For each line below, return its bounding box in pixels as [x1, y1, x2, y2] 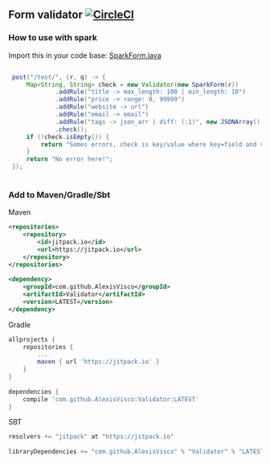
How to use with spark [8, 32, 98, 43]
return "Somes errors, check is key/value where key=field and [40, 140, 257, 149]
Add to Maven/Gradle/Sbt [8, 189, 111, 200]
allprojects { [8, 335, 56, 343]
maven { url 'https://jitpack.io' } [37, 358, 160, 366]
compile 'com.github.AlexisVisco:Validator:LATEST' [22, 395, 199, 403]
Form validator [8, 8, 83, 22]
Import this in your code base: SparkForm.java [8, 50, 162, 60]
